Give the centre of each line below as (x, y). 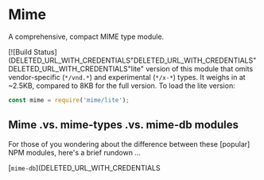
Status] (45, 52)
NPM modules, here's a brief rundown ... (75, 152)
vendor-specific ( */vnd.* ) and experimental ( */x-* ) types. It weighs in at (127, 77)
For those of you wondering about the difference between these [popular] (129, 144)
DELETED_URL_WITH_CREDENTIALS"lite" (76, 68)
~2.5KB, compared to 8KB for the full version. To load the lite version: (122, 86)
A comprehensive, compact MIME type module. (86, 36)
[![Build (20, 52)
